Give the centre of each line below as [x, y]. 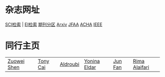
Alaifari [141, 67]
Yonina [92, 61]
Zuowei [16, 61]
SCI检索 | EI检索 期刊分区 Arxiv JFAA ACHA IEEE [54, 24]
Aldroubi [69, 64]
